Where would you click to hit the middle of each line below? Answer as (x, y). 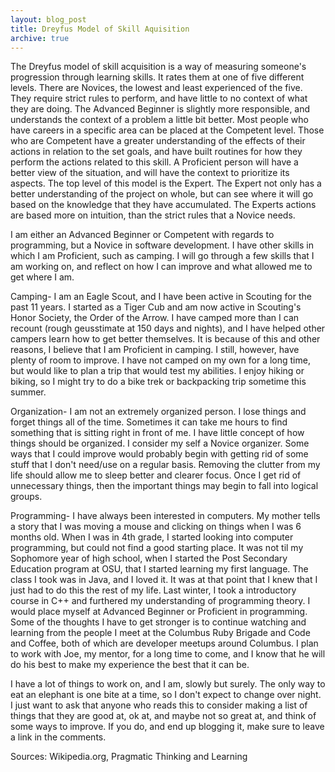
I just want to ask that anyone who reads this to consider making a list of (159, 705)
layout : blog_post (48, 19)
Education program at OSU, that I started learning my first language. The (159, 569)
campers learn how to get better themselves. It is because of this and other (165, 339)
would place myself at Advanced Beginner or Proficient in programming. (159, 612)
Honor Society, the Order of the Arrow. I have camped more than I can (155, 318)
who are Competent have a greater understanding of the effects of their (158, 141)
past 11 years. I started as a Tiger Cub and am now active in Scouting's (156, 307)
